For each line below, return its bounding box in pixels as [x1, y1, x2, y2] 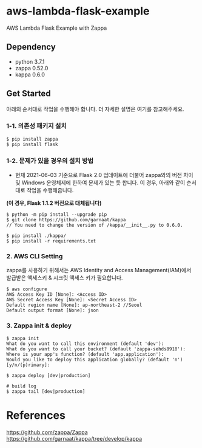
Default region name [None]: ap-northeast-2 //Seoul [6, 302, 143, 309]
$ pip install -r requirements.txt [6, 238, 96, 244]
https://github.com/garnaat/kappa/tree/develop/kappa [6, 435, 143, 442]
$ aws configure [6, 286, 47, 292]
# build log [6, 383, 36, 389]
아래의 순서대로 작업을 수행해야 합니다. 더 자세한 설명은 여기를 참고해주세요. [6, 105, 184, 113]
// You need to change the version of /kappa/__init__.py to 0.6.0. [6, 222, 183, 229]
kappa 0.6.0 [15, 71, 45, 78]
